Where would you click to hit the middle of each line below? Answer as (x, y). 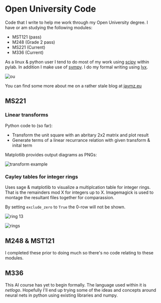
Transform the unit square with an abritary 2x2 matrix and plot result (80, 135)
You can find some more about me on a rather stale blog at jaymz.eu (73, 85)
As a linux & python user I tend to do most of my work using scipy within (77, 62)
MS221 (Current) (29, 47)
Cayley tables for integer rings (42, 177)
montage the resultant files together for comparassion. (60, 197)
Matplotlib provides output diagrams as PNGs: (51, 154)
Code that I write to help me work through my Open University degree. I (77, 22)
